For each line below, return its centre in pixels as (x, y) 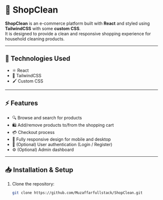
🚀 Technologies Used (38, 58)
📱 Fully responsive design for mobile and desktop (61, 139)
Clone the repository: (33, 184)
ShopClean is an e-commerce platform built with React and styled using (77, 23)
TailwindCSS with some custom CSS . (43, 28)
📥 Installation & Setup (39, 170)
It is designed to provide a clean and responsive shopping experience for (78, 33)
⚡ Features (22, 103)
